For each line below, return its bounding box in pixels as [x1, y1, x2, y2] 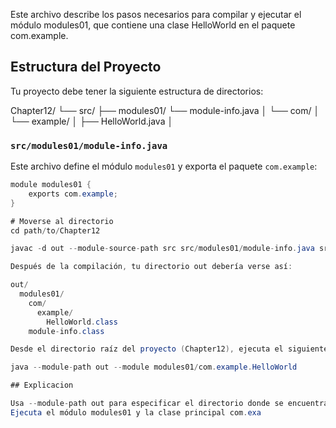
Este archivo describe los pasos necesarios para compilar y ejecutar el [10, 9, 302, 20]
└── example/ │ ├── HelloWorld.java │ [10, 115, 174, 127]
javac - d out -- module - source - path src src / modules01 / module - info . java [10, 244, 315, 254]
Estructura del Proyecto [10, 59, 162, 76]
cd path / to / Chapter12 [10, 225, 101, 236]
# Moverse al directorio [10, 216, 114, 226]
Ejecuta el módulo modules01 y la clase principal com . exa [10, 407, 262, 418]
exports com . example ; [28, 189, 118, 199]
